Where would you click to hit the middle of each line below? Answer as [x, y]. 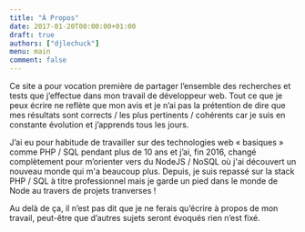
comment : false [38, 60]
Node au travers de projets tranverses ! [83, 191]
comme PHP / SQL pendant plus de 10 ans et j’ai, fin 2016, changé [133, 152]
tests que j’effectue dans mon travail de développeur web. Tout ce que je [146, 96]
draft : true [32, 35]
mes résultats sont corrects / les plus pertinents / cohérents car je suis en [147, 115]
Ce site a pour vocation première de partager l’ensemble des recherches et [150, 86]
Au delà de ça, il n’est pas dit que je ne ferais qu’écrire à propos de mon [144, 208]
